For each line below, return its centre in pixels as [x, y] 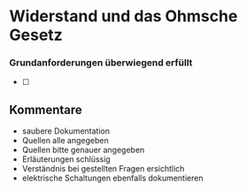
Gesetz [36, 35]
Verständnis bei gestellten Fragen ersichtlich [103, 169]
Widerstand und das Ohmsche [123, 16]
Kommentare [46, 109]
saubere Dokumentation [66, 131]
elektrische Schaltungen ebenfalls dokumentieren [112, 178]
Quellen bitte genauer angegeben [83, 150]
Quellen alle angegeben [65, 141]
